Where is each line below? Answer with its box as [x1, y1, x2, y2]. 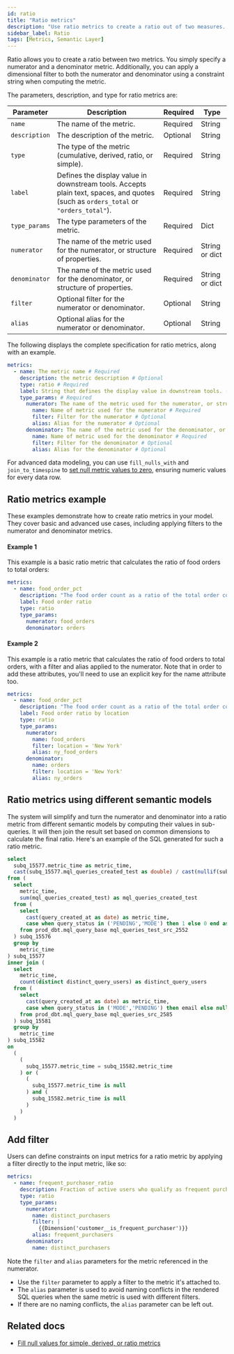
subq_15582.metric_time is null [32, 1095, 127, 1103]
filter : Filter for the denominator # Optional [32, 439, 173, 446]
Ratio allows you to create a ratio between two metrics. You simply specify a [7, 55, 226, 63]
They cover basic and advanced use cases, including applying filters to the [7, 520, 223, 528]
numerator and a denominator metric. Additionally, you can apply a [7, 63, 198, 71]
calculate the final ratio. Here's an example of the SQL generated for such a [7, 834, 224, 843]
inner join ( [7, 959, 45, 966]
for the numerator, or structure [56, 245, 157, 255]
